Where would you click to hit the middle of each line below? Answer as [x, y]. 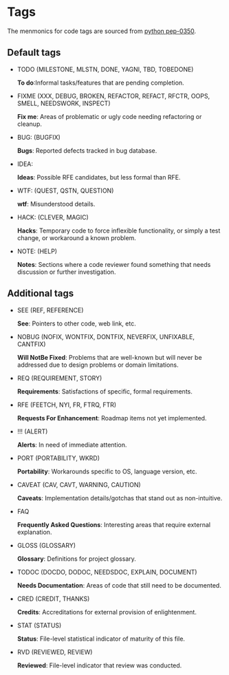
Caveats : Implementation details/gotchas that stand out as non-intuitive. [120, 498]
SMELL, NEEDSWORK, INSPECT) [64, 103]
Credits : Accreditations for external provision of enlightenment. [107, 612]
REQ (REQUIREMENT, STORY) [59, 378]
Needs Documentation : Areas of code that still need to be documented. [119, 585]
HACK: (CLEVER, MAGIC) [53, 217]
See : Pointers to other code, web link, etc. [76, 323]
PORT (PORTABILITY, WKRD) [58, 458]
